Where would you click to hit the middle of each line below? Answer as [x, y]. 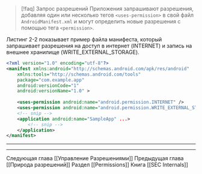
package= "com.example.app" [51, 80]
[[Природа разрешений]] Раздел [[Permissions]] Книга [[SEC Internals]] [97, 165]
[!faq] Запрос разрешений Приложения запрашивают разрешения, [107, 9]
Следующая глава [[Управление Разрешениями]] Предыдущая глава [95, 158]
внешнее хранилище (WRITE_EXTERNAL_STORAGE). [73, 52]
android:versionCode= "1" [48, 85]
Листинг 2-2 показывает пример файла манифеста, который [84, 39]
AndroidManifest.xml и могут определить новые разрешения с [101, 21]
